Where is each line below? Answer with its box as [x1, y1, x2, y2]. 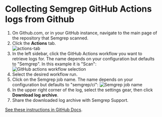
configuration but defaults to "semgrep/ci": [12, 81, 99, 87]
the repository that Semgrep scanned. [12, 35, 89, 41]
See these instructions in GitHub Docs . [5, 106, 83, 113]
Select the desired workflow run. [12, 71, 78, 77]
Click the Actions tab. [12, 40, 56, 46]
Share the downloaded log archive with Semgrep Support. [12, 97, 129, 103]
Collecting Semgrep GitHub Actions [5, 3, 152, 15]
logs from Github [5, 14, 74, 25]
